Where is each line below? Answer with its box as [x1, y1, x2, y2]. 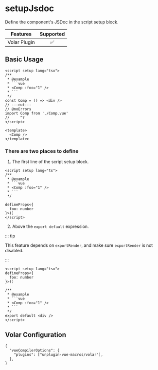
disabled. [5, 248, 23, 254]
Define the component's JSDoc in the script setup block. [5, 19, 119, 25]
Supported [39, 30, 65, 37]
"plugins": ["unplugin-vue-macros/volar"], [14, 352, 104, 357]
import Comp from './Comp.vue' [5, 111, 69, 116]
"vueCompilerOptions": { [9, 348, 60, 353]
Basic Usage [5, 55, 44, 64]
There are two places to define [5, 148, 79, 154]
